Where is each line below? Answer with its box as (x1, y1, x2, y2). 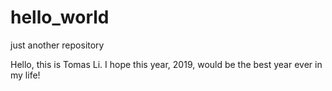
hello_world (10, 6, 110, 29)
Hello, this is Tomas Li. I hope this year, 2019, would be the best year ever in (10, 58, 323, 70)
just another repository (10, 39, 105, 51)
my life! (10, 69, 41, 81)
